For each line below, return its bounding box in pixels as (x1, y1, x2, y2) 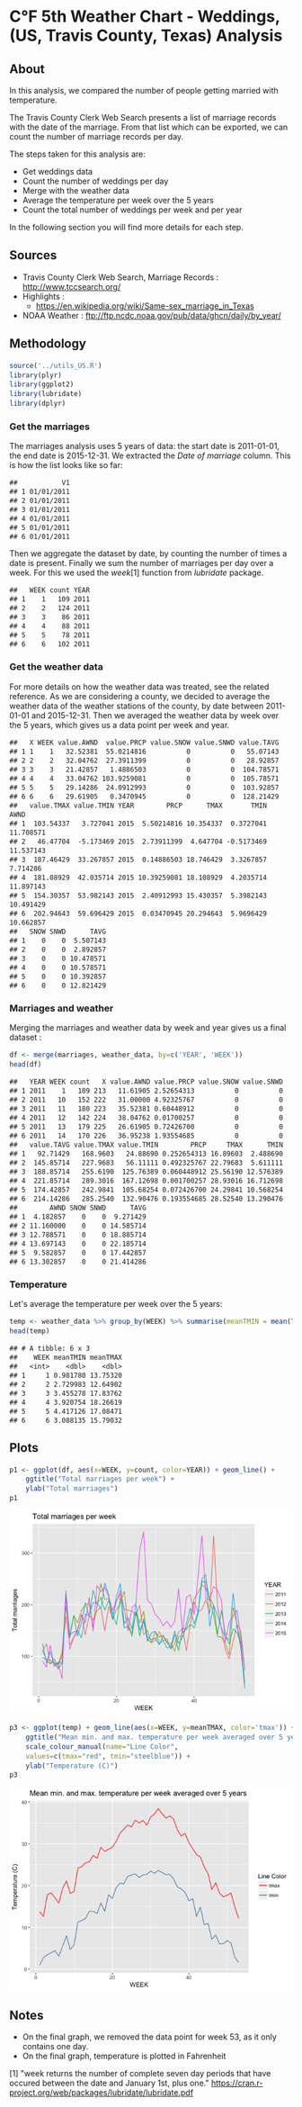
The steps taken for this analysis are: (9, 149, 147, 159)
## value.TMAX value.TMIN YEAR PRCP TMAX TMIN (9, 801, 268, 810)
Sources (9, 248, 58, 263)
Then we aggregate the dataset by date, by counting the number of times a (9, 548, 288, 559)
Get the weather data (9, 661, 103, 673)
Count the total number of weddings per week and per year (22, 204, 243, 215)
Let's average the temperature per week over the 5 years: (9, 1298, 223, 1309)
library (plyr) (9, 371, 63, 380)
